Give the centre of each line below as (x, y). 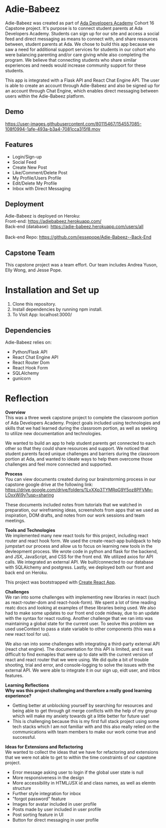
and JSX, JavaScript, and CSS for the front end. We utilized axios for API (79, 557)
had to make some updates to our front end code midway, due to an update (82, 613)
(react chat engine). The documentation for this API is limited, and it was (79, 649)
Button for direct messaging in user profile (55, 820)
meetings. (15, 520)
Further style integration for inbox (47, 793)
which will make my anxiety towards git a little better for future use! (81, 716)
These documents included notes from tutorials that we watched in (74, 504)
